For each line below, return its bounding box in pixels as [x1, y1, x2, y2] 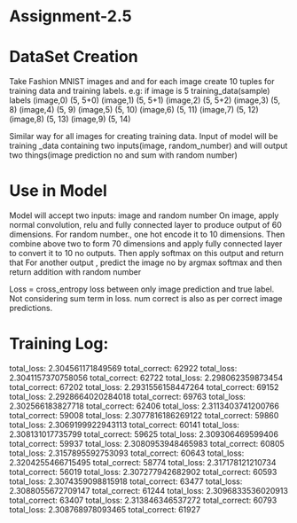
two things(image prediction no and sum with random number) [9, 150, 238, 160]
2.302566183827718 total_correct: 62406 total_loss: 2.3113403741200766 [9, 401, 279, 411]
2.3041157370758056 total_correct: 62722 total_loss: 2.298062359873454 [9, 372, 284, 383]
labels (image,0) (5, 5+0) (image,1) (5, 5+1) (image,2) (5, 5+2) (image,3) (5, [9, 95, 281, 105]
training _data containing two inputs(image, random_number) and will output [9, 140, 288, 152]
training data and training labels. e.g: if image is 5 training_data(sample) [9, 86, 270, 97]
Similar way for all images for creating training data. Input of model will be [9, 131, 278, 142]
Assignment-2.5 [9, 6, 132, 27]
